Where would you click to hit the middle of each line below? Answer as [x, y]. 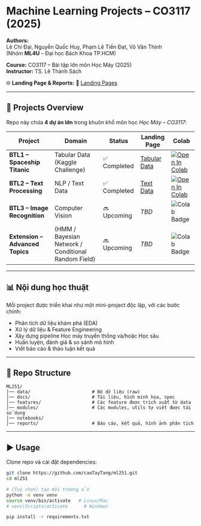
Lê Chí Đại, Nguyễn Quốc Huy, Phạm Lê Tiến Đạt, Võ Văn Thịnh [84, 47]
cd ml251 [17, 479]
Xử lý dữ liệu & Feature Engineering [58, 329]
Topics [19, 252]
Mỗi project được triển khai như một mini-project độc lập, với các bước [93, 305]
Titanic [19, 169]
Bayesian [68, 237]
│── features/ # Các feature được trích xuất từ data [99, 403]
